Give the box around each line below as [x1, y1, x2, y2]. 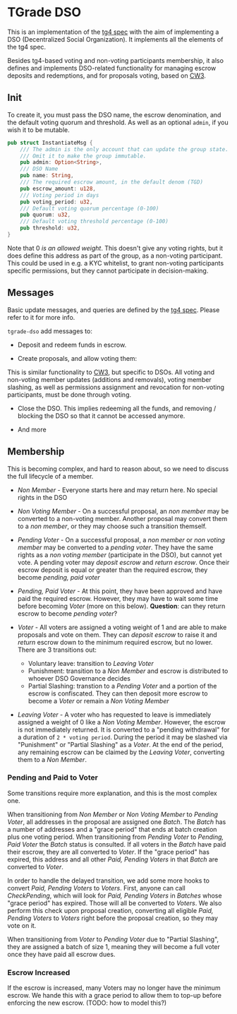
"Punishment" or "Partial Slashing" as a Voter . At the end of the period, [17, 740, 224, 748]
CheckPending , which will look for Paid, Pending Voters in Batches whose [7, 891, 222, 900]
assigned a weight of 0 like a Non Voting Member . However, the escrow [17, 717, 226, 726]
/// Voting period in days [20, 191, 99, 198]
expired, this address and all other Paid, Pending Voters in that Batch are [7, 855, 219, 864]
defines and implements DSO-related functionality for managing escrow [7, 64, 217, 72]
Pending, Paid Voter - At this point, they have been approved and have [17, 587, 223, 595]
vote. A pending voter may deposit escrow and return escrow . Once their [17, 558, 230, 566]
